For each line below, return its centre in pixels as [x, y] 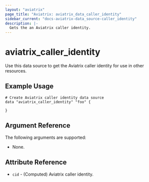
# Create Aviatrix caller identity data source [55, 98]
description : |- [22, 23]
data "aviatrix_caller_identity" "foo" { [48, 102]
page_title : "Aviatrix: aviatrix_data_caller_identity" [63, 14]
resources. [16, 71]
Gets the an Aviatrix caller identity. [50, 28]
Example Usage [29, 86]
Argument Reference [38, 126]
